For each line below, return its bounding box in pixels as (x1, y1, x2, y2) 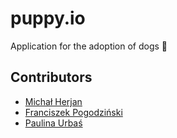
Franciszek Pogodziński (24, 106, 123, 118)
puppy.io (10, 7, 86, 30)
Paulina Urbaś (24, 117, 83, 129)
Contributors (10, 69, 93, 86)
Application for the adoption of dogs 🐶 (10, 40, 168, 52)
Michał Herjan (24, 95, 83, 107)
